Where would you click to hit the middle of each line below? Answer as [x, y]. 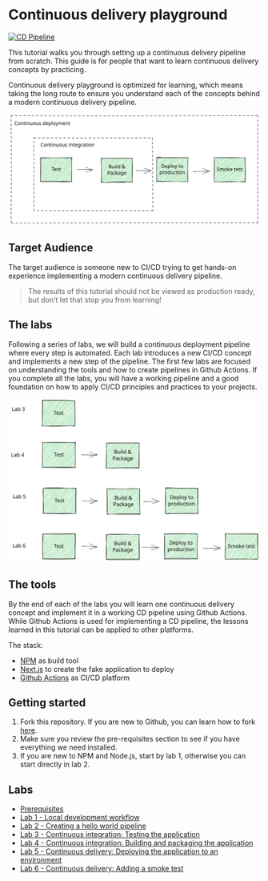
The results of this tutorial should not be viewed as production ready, [142, 291]
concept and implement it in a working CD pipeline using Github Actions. [128, 612]
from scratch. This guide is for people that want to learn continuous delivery [134, 61]
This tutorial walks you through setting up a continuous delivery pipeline [127, 52]
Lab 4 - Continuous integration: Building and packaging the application [136, 843]
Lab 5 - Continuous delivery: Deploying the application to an [119, 851]
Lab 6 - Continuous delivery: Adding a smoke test [102, 869]
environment [41, 860]
